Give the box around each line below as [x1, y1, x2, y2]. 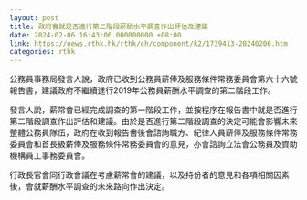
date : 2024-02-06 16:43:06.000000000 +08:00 [9, 30, 182, 39]
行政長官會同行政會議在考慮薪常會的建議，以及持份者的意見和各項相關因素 [9, 170, 290, 181]
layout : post [9, 13, 59, 23]
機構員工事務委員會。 [9, 150, 90, 161]
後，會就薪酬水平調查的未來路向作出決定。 [9, 181, 170, 192]
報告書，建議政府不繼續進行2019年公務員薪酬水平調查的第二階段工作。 [9, 85, 276, 96]
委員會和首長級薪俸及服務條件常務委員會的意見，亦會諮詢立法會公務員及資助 [9, 139, 298, 150]
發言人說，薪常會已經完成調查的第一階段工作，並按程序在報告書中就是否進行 [9, 104, 298, 115]
